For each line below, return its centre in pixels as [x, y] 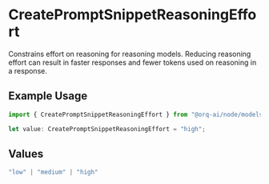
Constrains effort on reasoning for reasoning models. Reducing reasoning [130, 54]
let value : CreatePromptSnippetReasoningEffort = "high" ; [107, 129]
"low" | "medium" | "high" [53, 172]
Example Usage [48, 96]
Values [26, 154]
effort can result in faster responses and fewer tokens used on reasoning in [132, 62]
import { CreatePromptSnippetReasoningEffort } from [98, 114]
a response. [28, 70]
